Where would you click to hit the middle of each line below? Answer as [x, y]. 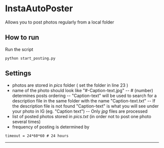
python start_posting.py [30, 58]
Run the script [19, 49]
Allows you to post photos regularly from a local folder [60, 22]
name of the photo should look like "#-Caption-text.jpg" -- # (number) [83, 90]
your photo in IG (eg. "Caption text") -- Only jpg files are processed [80, 111]
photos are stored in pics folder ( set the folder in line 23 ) [70, 85]
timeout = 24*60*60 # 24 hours [37, 136]
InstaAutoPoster [39, 9]
